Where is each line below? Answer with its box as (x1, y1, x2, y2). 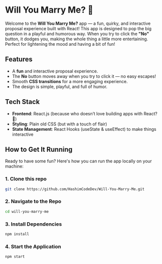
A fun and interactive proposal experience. (12, 68, 98, 74)
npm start (5, 254, 25, 259)
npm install (5, 232, 29, 237)
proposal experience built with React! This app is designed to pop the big (5, 25, 152, 31)
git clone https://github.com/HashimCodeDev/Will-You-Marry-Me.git (5, 187, 145, 192)
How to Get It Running (5, 145, 73, 154)
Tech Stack (5, 98, 40, 106)
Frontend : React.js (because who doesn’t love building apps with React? (12, 110, 158, 116)
